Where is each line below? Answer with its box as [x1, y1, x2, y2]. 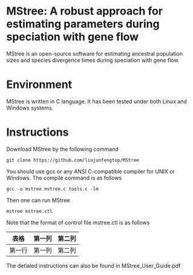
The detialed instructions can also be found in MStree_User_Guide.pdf [6, 262, 181, 269]
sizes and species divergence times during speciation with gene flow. [6, 56, 180, 64]
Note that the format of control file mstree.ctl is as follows [6, 219, 150, 226]
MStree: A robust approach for [6, 4, 163, 18]
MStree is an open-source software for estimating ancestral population [6, 50, 183, 57]
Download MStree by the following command [6, 145, 119, 153]
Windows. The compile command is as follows [6, 174, 122, 181]
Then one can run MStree [6, 196, 70, 204]
